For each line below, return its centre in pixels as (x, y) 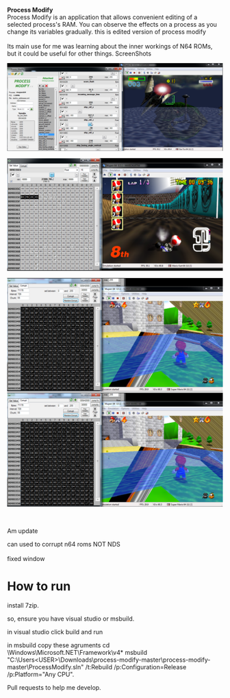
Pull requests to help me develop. (54, 688)
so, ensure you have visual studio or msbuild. (71, 619)
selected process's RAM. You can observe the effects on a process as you (112, 24)
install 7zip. (23, 606)
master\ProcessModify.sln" (46, 667)
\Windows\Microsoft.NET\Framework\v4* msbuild (77, 653)
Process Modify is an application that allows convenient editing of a (102, 17)
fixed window (26, 559)
